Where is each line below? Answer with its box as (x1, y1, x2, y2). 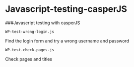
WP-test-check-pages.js (5, 47, 55, 52)
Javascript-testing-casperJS (5, 3, 128, 15)
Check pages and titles (5, 56, 53, 62)
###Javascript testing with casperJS (5, 20, 80, 26)
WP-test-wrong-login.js (5, 29, 55, 34)
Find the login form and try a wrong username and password (5, 38, 130, 44)
